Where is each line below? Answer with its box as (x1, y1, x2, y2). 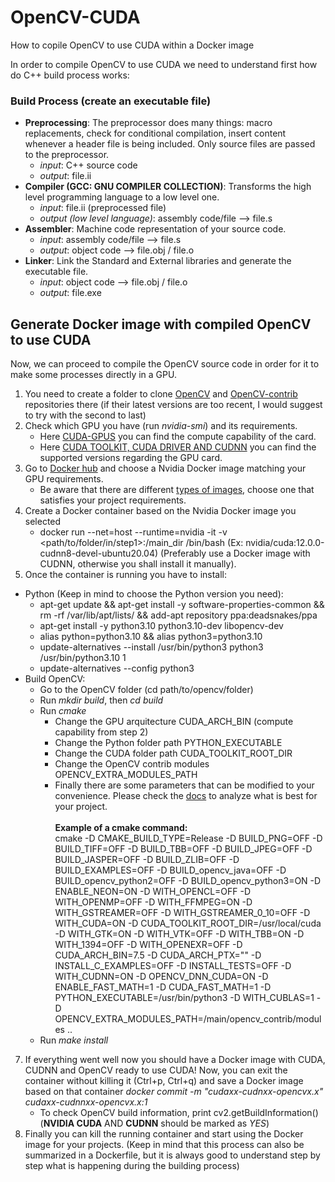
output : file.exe (39, 287, 102, 299)
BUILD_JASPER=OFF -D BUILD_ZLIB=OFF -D (54, 854, 240, 866)
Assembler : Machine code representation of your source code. (24, 223, 287, 235)
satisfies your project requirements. (39, 494, 187, 506)
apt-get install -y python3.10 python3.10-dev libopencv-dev (39, 620, 284, 632)
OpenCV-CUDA (10, 6, 141, 29)
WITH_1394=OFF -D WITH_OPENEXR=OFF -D (54, 939, 243, 951)
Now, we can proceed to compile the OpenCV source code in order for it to (10, 358, 320, 370)
